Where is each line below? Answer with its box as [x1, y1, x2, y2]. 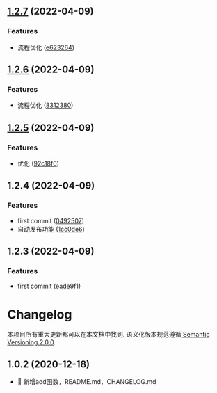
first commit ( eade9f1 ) [17, 282, 81, 291]
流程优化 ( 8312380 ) [17, 101, 74, 110]
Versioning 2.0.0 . [7, 338, 56, 346]
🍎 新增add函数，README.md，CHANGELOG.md [17, 378, 156, 386]
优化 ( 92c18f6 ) [17, 159, 59, 168]
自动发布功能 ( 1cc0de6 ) [17, 225, 85, 233]
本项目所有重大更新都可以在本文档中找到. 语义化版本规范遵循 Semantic [7, 330, 210, 339]
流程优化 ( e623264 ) [17, 43, 75, 51]
